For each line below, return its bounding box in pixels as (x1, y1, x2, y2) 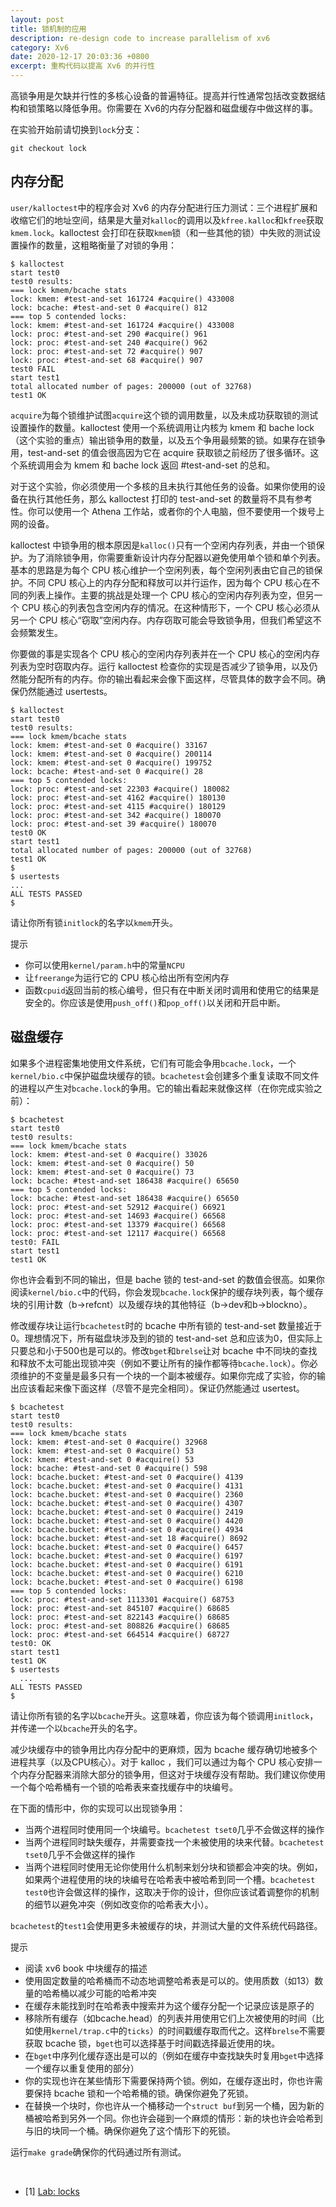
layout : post (10, 14, 65, 25)
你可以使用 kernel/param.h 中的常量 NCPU (24, 959, 185, 971)
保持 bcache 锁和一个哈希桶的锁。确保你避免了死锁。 (33, 2087, 254, 2099)
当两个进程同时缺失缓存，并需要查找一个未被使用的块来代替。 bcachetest (24, 1836, 325, 1848)
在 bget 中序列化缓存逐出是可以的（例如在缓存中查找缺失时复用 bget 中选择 (24, 2049, 325, 2061)
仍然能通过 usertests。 (18, 685, 113, 697)
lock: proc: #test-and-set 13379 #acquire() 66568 (10, 1219, 226, 1230)
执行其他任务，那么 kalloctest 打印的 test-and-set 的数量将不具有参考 (27, 492, 313, 505)
